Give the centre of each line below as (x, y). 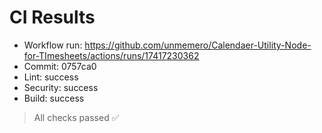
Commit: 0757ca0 (60, 66)
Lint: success (51, 77)
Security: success (61, 87)
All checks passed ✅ (76, 117)
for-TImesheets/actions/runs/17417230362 (111, 55)
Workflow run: (53, 45)
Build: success (54, 98)
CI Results (52, 17)
